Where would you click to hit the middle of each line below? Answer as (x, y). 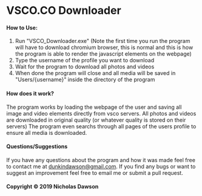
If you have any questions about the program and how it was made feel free (101, 160)
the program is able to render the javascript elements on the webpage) (103, 54)
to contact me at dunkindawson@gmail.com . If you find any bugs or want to (101, 166)
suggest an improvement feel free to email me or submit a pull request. (95, 172)
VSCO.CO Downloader (64, 11)
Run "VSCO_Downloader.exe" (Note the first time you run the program (103, 41)
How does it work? (30, 93)
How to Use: (22, 27)
